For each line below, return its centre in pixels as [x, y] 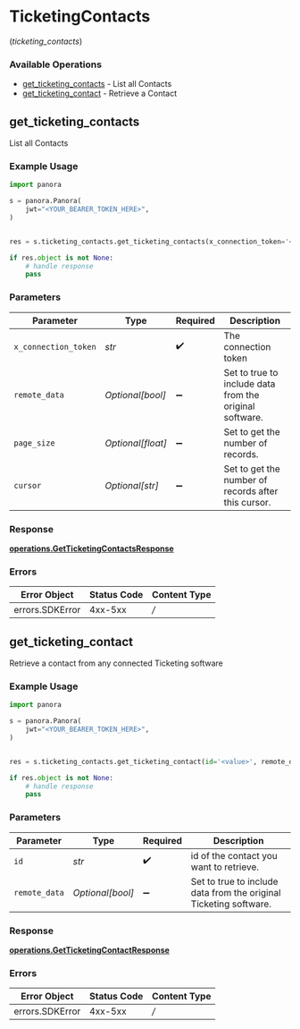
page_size [34, 443]
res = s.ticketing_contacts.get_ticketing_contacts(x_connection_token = [147, 242]
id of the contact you [234, 855]
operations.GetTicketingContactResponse [89, 949]
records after [251, 491]
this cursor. [247, 502]
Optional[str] [132, 485]
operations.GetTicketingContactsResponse [92, 549]
